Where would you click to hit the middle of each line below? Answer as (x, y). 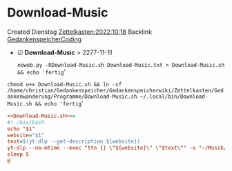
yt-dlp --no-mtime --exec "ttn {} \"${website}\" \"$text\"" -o (101, 148)
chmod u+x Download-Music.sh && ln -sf (65, 84)
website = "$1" (26, 135)
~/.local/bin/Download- (174, 97)
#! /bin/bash (26, 122)
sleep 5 (18, 154)
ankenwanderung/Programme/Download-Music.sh (72, 97)
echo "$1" (21, 129)
